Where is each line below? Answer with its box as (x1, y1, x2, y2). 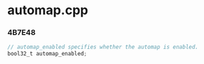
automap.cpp (7, 2, 89, 18)
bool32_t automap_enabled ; (7, 50, 87, 58)
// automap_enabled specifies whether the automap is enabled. (7, 43, 199, 51)
